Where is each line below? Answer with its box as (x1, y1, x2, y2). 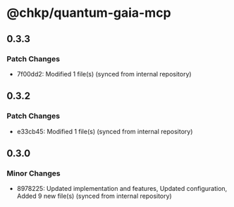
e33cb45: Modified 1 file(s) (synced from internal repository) (16, 127, 193, 135)
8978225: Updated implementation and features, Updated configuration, (16, 185, 228, 193)
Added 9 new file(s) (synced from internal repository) (16, 192, 172, 201)
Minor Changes (6, 168, 61, 178)
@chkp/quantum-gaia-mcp (6, 5, 171, 21)
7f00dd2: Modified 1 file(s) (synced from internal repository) (16, 69, 192, 78)
